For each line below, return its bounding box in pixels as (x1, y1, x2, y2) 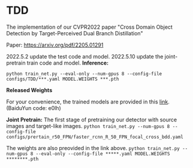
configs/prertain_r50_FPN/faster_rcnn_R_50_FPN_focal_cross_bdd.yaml (6, 134, 184, 140)
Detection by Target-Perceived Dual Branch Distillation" (6, 29, 143, 36)
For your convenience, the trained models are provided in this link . (6, 98, 170, 105)
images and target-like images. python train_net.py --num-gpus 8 (6, 122, 170, 129)
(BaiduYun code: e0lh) (6, 104, 61, 111)
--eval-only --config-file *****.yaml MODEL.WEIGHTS (35, 151, 170, 157)
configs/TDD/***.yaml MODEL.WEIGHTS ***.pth (6, 76, 119, 82)
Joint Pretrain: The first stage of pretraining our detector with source (6, 116, 177, 123)
